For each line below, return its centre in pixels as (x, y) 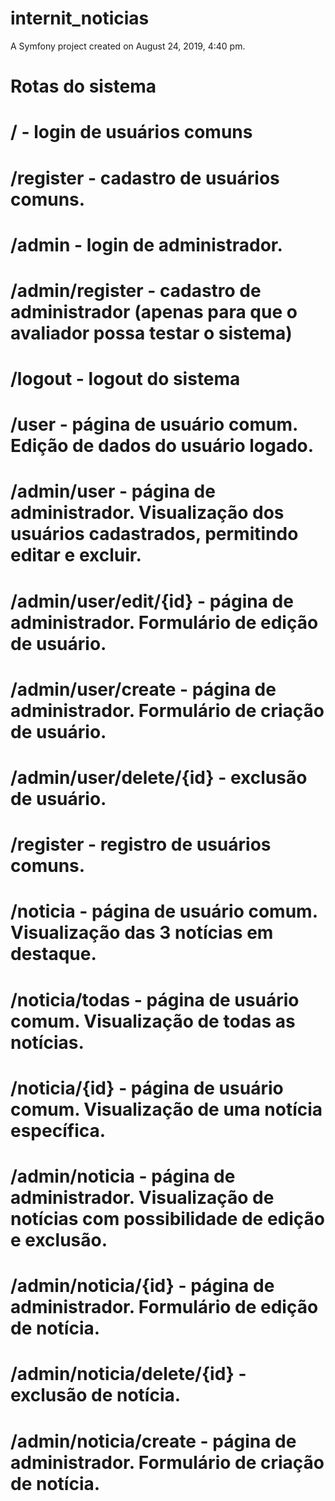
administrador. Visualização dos (147, 513)
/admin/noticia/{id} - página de (142, 1286)
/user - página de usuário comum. (154, 424)
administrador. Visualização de (142, 1197)
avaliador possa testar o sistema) (151, 333)
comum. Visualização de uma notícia (166, 1109)
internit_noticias (80, 18)
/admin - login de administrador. (146, 244)
